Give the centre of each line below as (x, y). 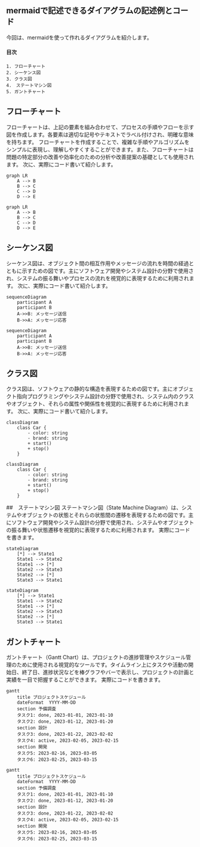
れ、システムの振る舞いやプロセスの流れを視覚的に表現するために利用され (98, 278)
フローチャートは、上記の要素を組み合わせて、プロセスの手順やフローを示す (100, 127)
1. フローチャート (26, 67)
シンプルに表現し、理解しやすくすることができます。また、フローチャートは (100, 149)
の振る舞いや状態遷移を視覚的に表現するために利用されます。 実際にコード (98, 530)
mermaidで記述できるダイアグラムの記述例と (90, 11)
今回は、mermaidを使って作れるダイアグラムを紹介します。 (79, 37)
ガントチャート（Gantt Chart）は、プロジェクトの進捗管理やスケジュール (96, 657)
